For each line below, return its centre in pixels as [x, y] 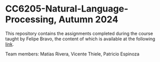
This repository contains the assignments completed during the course [79, 33]
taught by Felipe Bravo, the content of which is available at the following [80, 39]
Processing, [31, 19]
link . [10, 44]
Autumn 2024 [88, 19]
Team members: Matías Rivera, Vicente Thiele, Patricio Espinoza [72, 54]
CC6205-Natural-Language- [67, 9]
